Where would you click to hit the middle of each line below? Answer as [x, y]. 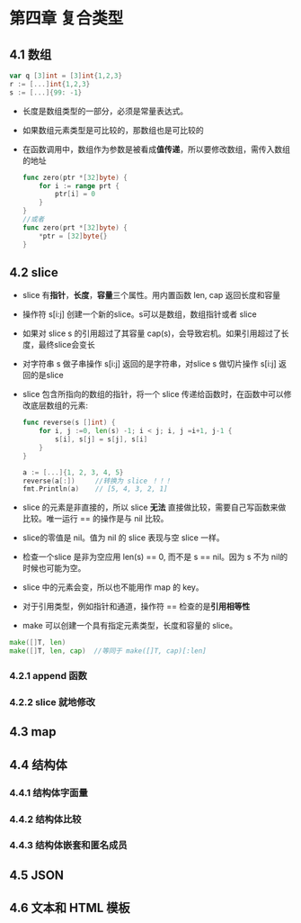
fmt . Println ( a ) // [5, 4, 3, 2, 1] [95, 489]
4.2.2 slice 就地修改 [53, 701]
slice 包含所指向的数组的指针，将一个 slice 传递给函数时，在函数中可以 [153, 394]
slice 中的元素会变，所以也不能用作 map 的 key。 [113, 587]
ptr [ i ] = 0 [75, 195]
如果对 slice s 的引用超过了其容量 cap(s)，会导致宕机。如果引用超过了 [151, 333]
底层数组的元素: [59, 405]
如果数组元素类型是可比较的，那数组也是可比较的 [113, 130]
